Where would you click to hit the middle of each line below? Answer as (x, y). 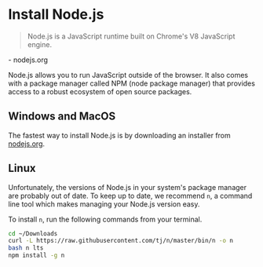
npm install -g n (37, 256)
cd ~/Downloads (33, 233)
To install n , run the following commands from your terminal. (105, 219)
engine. (40, 44)
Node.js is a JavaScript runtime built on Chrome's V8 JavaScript (131, 36)
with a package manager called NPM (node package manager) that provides (131, 83)
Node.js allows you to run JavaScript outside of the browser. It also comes (128, 75)
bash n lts (26, 248)
